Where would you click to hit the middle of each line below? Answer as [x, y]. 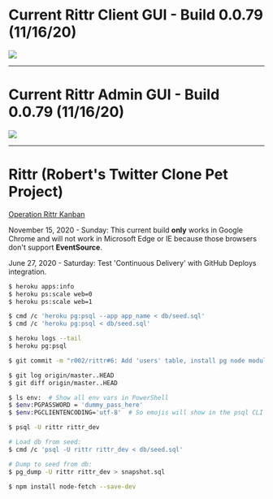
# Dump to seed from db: [50, 464]
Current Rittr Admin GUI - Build [114, 95]
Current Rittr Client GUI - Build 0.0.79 [136, 15]
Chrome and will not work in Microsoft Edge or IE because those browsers [133, 238]
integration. [28, 271]
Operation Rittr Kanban [47, 214]
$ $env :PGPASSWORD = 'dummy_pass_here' [76, 405]
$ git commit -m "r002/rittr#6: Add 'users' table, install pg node [127, 360]
